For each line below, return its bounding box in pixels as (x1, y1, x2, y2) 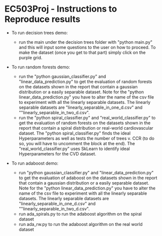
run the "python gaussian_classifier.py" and (18, 73, 106, 79)
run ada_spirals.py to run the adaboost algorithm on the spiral (18, 211, 142, 217)
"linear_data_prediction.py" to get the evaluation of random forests (18, 79, 152, 84)
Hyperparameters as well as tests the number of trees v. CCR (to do (18, 135, 155, 141)
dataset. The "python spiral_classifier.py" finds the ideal (18, 130, 131, 136)
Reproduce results (4, 14, 81, 25)
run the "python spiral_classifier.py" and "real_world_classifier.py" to (18, 115, 156, 120)
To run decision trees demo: (11, 30, 68, 35)
